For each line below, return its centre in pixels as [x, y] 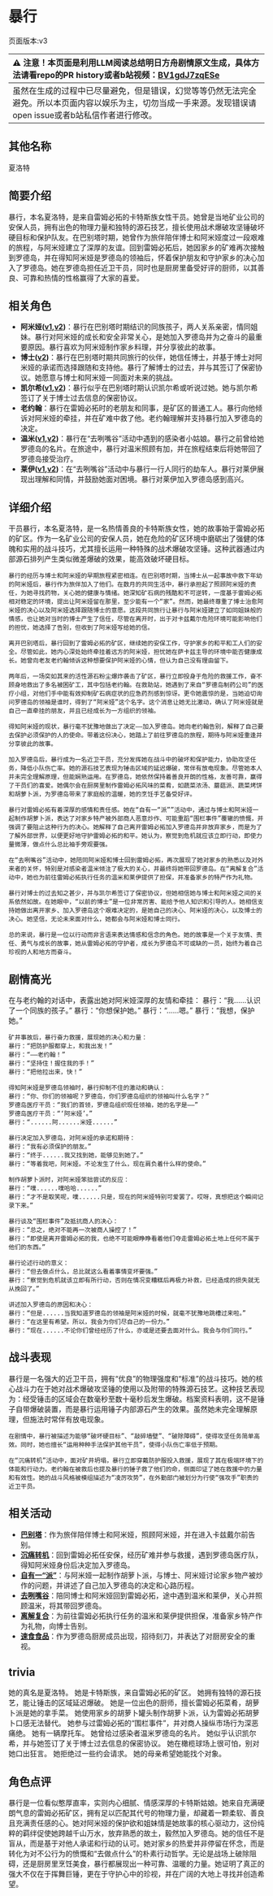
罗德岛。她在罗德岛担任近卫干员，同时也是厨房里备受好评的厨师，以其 [140, 267]
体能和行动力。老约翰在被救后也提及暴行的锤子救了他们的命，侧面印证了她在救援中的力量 [135, 1469]
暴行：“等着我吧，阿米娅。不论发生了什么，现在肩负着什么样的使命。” [107, 1164]
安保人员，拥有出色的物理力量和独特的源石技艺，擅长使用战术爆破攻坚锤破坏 [136, 227]
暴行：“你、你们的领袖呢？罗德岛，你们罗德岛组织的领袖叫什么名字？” [109, 1096]
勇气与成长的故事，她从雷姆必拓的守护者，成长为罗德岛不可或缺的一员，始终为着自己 [141, 944]
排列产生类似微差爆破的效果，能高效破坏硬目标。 [111, 559]
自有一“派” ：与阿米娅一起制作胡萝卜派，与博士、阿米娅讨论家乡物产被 [138, 1575]
